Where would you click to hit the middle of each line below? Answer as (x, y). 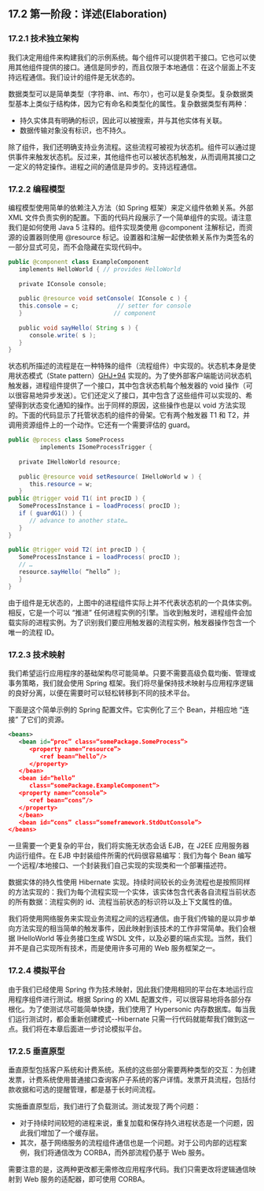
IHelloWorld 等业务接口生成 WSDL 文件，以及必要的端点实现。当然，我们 (135, 938)
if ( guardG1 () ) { (50, 514)
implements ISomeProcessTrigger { (96, 448)
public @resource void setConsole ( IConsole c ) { (103, 299)
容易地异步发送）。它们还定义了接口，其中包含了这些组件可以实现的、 (134, 396)
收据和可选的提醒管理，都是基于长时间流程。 (87, 1089)
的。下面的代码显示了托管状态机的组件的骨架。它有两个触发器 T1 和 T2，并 (129, 415)
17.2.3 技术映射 (37, 654)
